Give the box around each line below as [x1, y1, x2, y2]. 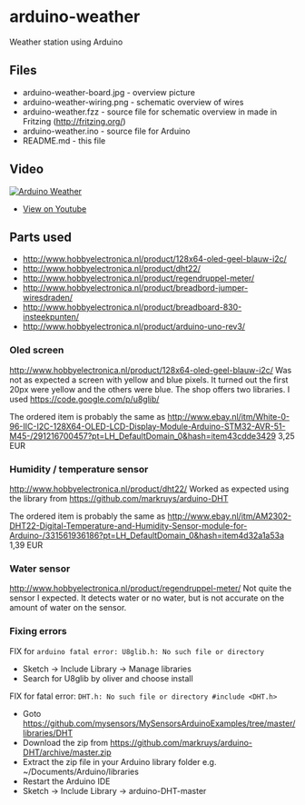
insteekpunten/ [22, 312, 80, 323]
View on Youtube [22, 203, 87, 214]
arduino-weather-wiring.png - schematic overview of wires [22, 96, 244, 107]
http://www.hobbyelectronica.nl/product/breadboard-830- [22, 302, 242, 313]
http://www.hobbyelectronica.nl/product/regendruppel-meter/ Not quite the [9, 583, 292, 594]
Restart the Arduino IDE [22, 775, 111, 787]
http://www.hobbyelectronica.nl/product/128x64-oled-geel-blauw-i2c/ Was [9, 364, 292, 375]
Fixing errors [9, 625, 67, 638]
